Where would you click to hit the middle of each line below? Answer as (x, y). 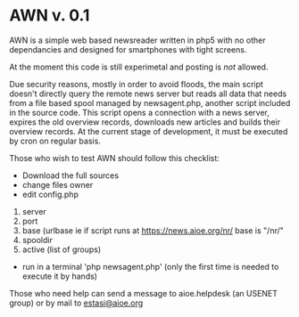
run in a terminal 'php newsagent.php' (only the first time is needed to (150, 266)
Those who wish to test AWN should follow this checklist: (115, 158)
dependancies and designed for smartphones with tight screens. (128, 49)
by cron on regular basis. (55, 141)
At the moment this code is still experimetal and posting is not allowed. (139, 67)
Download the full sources (70, 175)
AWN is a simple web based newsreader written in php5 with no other (137, 40)
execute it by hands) (60, 276)
